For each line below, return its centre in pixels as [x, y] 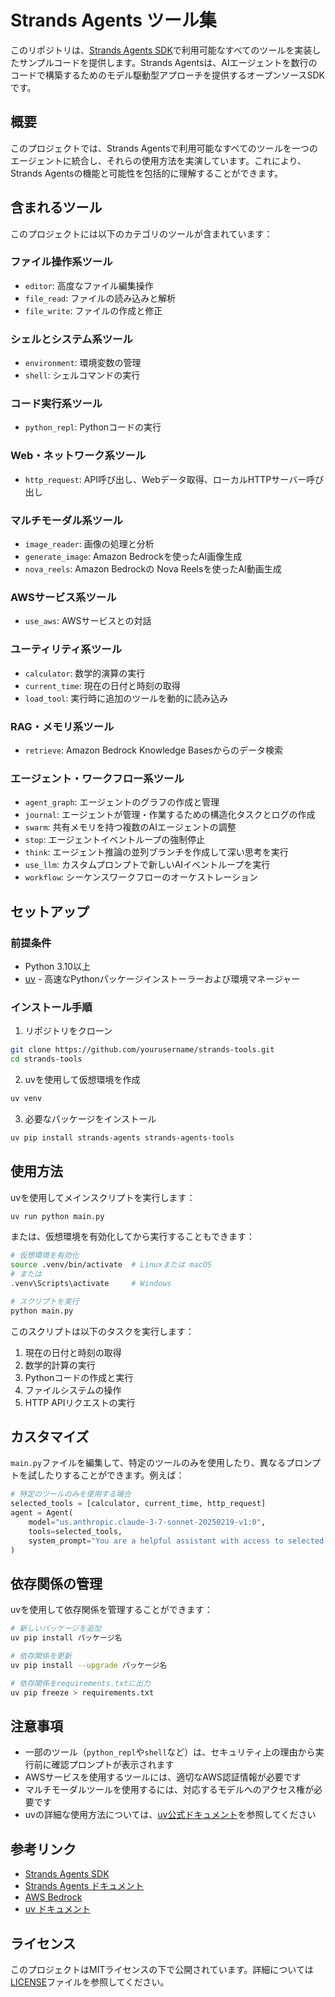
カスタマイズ [50, 1437]
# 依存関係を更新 [41, 1656]
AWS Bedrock [53, 1897]
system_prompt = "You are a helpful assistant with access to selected [176, 1541]
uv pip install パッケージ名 [66, 1638]
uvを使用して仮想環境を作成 [82, 1079]
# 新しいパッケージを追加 [56, 1629]
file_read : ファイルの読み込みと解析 [100, 298]
